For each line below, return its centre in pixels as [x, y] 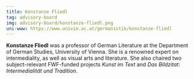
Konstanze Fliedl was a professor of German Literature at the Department [97, 45]
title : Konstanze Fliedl [37, 12]
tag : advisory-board [32, 17]
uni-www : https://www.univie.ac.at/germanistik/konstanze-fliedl [89, 28]
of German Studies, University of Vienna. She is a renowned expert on [93, 52]
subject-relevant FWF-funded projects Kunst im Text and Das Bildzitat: [93, 65]
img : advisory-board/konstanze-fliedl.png [60, 23]
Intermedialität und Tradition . [42, 71]
